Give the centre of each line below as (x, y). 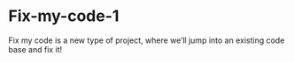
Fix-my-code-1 (64, 16)
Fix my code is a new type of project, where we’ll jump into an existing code (147, 40)
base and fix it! (35, 49)
